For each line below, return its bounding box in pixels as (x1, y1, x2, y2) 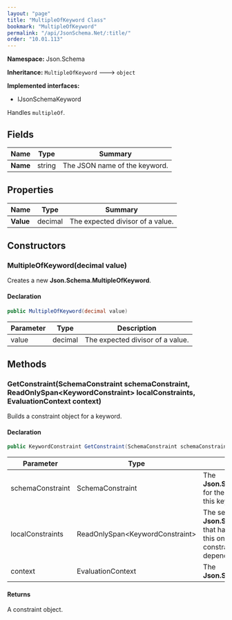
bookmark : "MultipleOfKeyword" (7, 23, 97, 30)
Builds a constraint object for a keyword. (7, 412, 122, 421)
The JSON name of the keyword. (62, 161, 168, 170)
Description (117, 323, 157, 333)
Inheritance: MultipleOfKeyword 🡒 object (7, 69, 136, 77)
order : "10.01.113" (7, 36, 64, 43)
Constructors (7, 240, 66, 252)
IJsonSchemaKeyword (17, 95, 81, 104)
